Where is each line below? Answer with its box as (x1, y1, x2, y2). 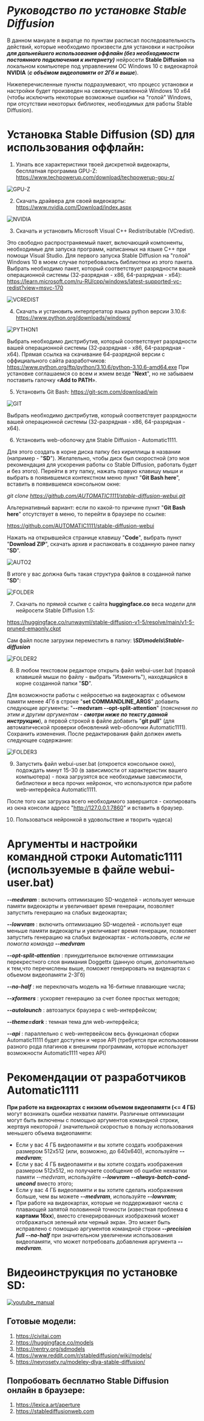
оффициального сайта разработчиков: (7, 356, 106, 364)
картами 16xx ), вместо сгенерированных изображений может (15, 1212, 179, 1219)
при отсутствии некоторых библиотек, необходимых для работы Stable (7, 100, 193, 107)
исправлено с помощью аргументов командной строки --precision (15, 1225, 191, 1232)
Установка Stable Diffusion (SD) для (7, 128, 195, 141)
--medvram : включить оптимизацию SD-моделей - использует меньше (7, 896, 195, 903)
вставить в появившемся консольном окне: (7, 480, 121, 488)
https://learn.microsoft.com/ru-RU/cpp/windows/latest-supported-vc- (7, 278, 182, 285)
